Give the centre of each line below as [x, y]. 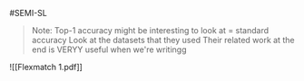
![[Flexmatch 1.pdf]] [46, 67]
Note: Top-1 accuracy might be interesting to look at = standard [150, 30]
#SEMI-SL [29, 13]
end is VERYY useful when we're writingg [109, 49]
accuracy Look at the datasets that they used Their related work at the [163, 40]
